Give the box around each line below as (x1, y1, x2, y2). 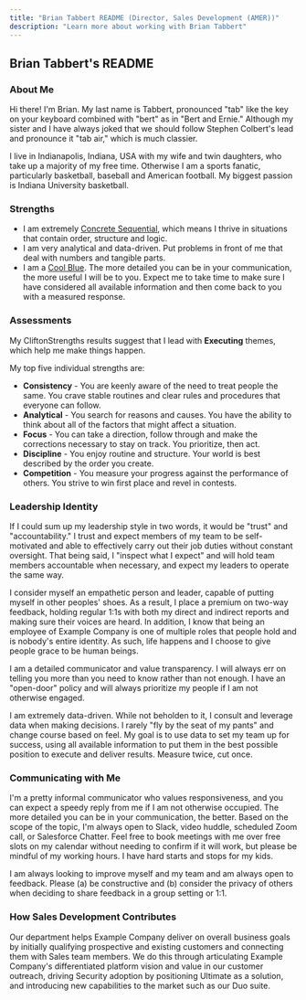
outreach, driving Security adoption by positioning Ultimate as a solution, (9, 970, 284, 981)
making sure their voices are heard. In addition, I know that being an (9, 616, 265, 627)
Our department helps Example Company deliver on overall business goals (9, 931, 290, 942)
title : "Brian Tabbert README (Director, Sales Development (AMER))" (9, 13, 280, 23)
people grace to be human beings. (9, 645, 139, 656)
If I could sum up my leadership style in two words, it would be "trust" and (9, 521, 289, 532)
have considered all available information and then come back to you (22, 282, 282, 293)
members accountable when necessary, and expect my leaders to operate (9, 559, 290, 571)
